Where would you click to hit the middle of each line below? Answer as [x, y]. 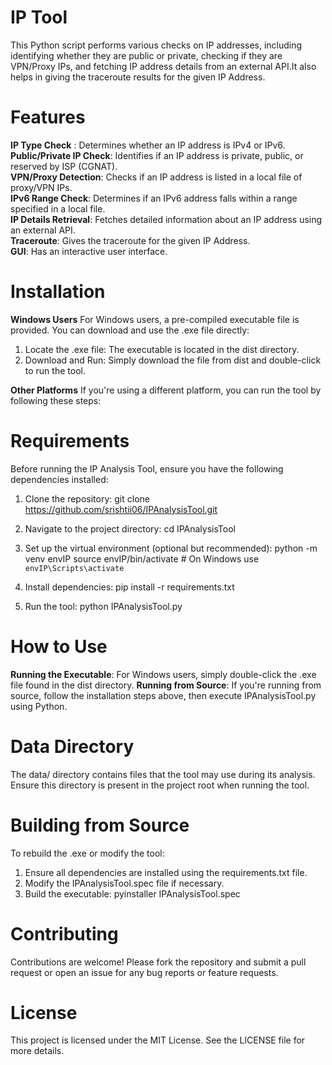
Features [48, 117]
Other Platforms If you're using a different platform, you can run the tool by [166, 390]
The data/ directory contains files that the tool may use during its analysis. [163, 774]
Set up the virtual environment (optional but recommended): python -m [171, 548]
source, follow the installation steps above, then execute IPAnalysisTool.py [163, 695]
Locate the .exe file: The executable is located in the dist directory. [162, 349]
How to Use [59, 646]
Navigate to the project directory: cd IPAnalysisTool [130, 528]
